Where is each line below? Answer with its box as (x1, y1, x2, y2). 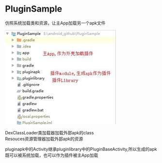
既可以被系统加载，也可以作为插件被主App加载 (5, 152, 98, 158)
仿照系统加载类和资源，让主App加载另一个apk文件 (5, 20, 106, 26)
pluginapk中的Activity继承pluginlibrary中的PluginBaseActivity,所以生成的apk (5, 146, 157, 152)
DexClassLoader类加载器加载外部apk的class (5, 130, 94, 135)
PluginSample (5, 3, 62, 15)
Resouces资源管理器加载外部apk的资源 (5, 136, 83, 142)
